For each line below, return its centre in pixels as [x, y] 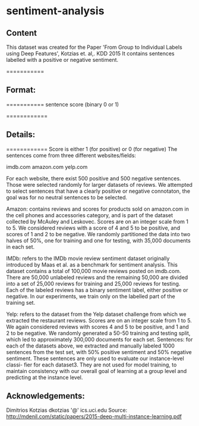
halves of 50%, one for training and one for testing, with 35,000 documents [99, 240]
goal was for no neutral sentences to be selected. [67, 197]
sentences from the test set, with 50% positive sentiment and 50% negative [99, 352]
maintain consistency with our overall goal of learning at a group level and [97, 371]
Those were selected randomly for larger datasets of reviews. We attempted [99, 184]
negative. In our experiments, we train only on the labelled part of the [91, 296]
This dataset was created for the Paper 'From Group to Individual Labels [94, 47]
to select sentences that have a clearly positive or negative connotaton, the [98, 191]
